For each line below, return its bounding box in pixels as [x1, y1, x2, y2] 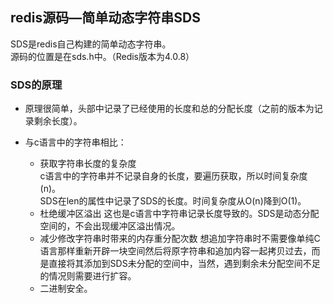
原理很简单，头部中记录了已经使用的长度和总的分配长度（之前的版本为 [24, 103, 315, 115]
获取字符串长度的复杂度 [39, 158, 137, 170]
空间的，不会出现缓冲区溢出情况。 [39, 220, 181, 232]
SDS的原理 [10, 78, 63, 92]
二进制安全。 [39, 283, 93, 295]
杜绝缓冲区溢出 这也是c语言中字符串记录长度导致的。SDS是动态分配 [39, 208, 320, 220]
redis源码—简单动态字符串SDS [10, 9, 201, 27]
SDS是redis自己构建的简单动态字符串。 [10, 38, 172, 50]
